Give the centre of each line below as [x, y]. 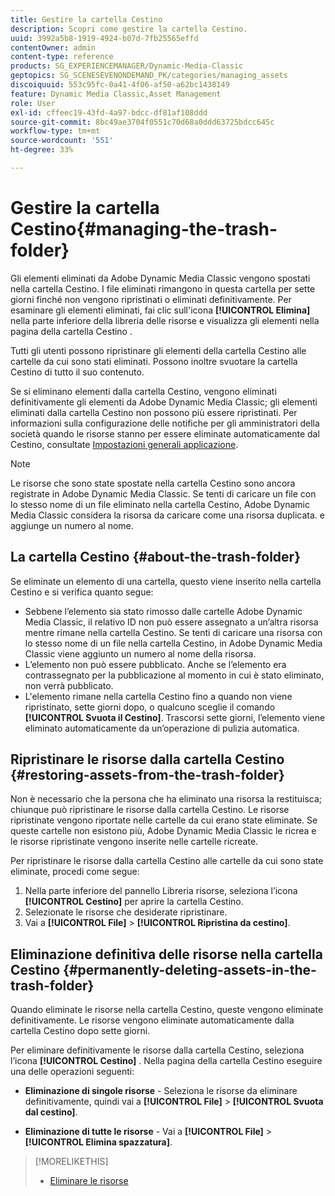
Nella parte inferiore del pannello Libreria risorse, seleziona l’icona [161, 891]
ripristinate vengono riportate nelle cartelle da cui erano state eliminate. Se [164, 820]
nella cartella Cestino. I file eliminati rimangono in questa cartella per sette [163, 288]
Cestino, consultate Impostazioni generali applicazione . [124, 444]
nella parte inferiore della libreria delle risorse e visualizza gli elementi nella [165, 320]
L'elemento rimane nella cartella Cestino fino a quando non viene [158, 696]
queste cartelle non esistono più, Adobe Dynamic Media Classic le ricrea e [163, 831]
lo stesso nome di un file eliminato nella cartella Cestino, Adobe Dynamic [160, 504]
